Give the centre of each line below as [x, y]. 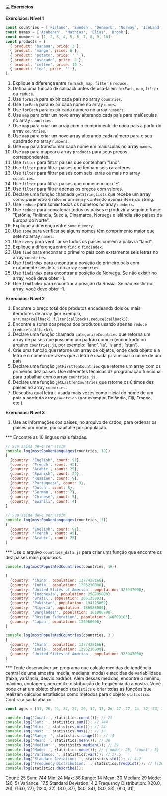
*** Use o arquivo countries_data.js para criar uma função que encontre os [84, 552]
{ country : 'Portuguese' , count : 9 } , [48, 483]
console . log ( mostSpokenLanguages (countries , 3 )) [57, 520]
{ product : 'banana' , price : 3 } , [46, 46]
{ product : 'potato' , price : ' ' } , [48, 55]
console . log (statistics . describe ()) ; [45, 768]
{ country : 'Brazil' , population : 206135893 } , [58, 599]
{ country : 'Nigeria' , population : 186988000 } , [59, 608]
